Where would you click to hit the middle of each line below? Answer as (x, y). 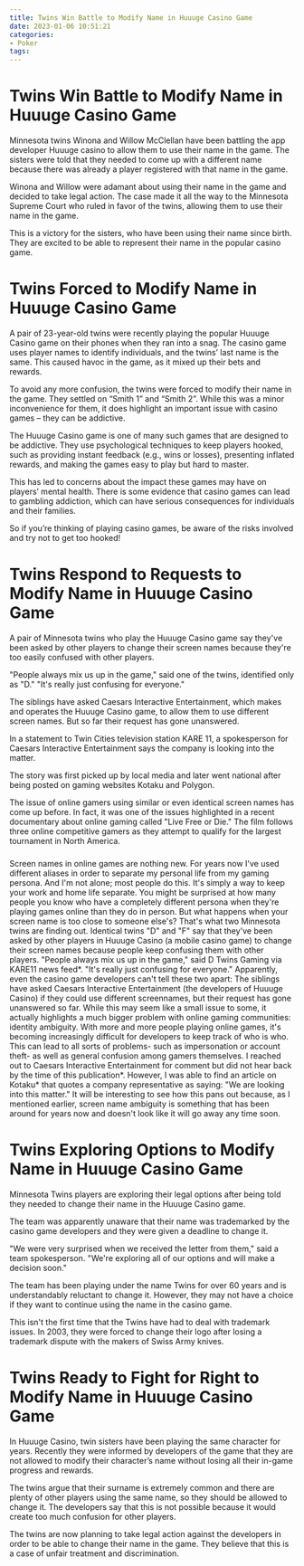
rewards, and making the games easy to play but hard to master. (129, 464)
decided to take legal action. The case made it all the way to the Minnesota (149, 196)
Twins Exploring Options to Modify (142, 1150)
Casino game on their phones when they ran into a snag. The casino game (148, 343)
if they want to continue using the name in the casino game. (121, 1305)
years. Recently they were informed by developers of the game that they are (152, 1451)
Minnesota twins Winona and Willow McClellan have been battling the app (147, 140)
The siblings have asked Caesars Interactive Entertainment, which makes (146, 701)
